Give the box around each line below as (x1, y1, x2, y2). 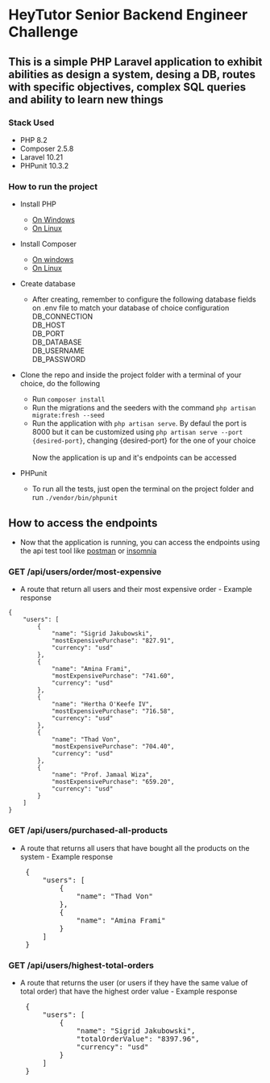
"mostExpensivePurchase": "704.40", (51, 743, 175, 751)
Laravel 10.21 (19, 152, 64, 162)
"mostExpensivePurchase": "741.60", (51, 672, 175, 681)
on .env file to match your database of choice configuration (31, 303, 230, 313)
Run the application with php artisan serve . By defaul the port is (31, 419, 247, 428)
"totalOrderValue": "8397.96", (76, 1034, 200, 1043)
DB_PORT (31, 329, 65, 339)
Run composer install (31, 394, 106, 404)
